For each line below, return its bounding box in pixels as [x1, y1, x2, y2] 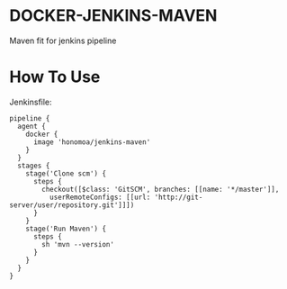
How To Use [9, 67, 101, 87]
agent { [17, 122, 47, 131]
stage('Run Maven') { [25, 224, 106, 233]
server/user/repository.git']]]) [9, 200, 135, 210]
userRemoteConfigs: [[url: [49, 193, 151, 202]
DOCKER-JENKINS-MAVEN [9, 5, 218, 26]
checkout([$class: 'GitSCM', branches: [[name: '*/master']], [41, 185, 280, 194]
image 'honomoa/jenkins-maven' [32, 137, 151, 147]
